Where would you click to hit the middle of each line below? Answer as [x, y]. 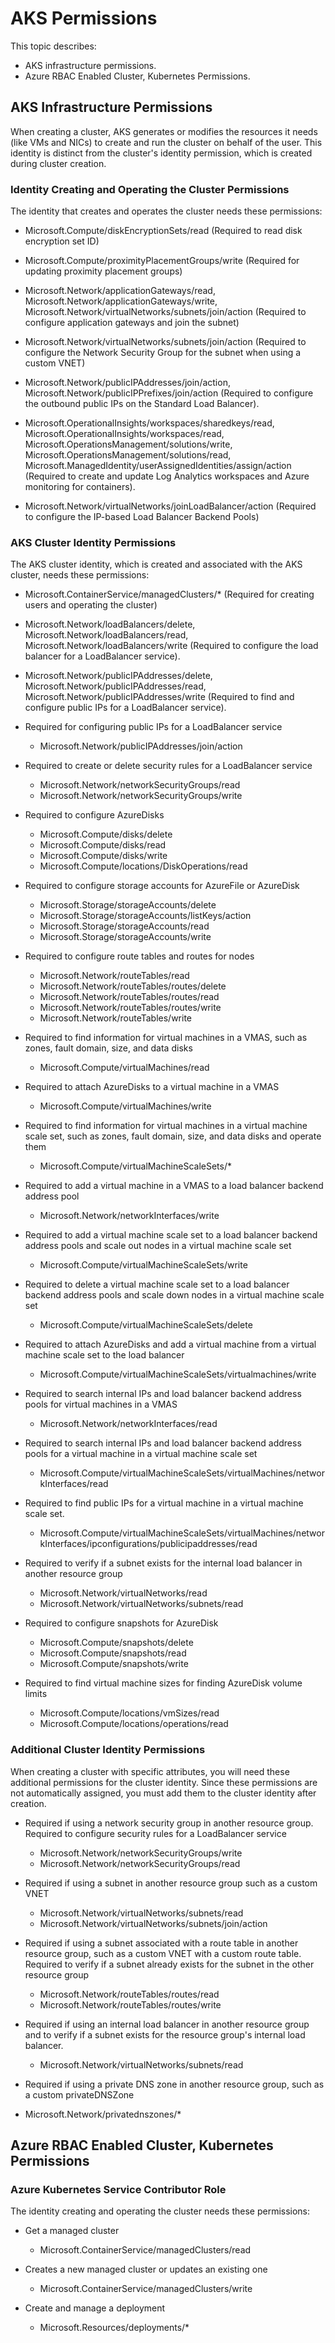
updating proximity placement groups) [103, 271]
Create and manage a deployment [95, 2308]
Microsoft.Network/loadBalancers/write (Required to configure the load [171, 646]
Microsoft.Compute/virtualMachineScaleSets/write [143, 1265]
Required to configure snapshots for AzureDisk [121, 1623]
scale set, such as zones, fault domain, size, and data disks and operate [173, 1136]
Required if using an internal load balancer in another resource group [167, 2024]
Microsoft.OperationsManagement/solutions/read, [128, 455]
